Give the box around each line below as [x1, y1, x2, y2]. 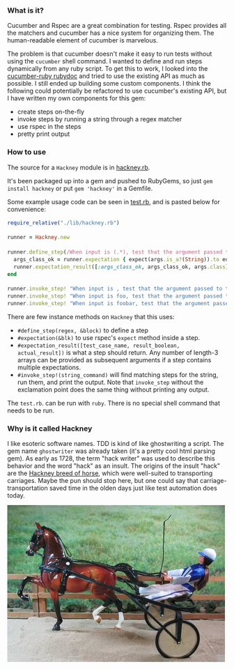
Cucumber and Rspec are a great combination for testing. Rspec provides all [7, 22, 227, 30]
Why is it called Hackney [7, 424, 93, 433]
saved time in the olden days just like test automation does [49, 484, 217, 493]
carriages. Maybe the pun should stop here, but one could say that [7, 477, 198, 485]
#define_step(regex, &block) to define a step [17, 326, 148, 334]
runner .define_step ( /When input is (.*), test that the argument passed [7, 249, 223, 256]
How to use [7, 147, 47, 157]
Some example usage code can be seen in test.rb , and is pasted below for [7, 197, 221, 206]
